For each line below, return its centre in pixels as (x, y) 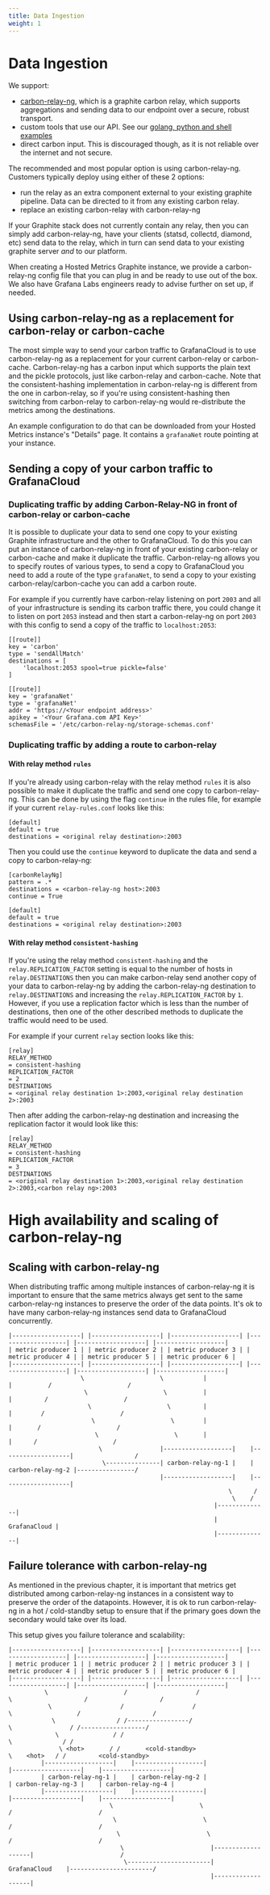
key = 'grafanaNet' (41, 696)
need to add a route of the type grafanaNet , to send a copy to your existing (132, 575)
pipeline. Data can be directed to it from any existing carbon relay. (129, 201)
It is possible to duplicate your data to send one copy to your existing (123, 532)
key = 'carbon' (34, 646)
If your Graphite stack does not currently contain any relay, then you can (129, 225)
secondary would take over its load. (68, 1619)
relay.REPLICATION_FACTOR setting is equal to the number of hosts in (121, 969)
